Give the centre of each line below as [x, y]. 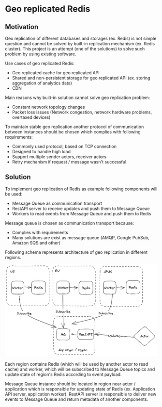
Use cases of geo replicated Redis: [40, 63]
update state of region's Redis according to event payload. [63, 374]
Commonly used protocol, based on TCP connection [64, 146]
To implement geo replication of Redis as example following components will [81, 189]
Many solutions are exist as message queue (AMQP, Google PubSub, [81, 237]
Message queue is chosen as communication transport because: [70, 223]
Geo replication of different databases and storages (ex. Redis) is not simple [81, 38]
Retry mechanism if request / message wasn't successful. [70, 162]
